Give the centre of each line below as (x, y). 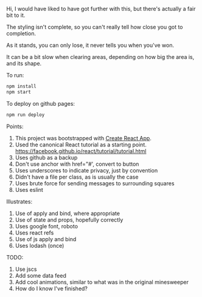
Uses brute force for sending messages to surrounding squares (95, 183)
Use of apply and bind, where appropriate (68, 213)
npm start (19, 92)
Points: (15, 126)
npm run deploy (26, 115)
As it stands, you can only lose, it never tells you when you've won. (90, 45)
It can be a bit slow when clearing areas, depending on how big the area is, (100, 57)
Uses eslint (29, 189)
